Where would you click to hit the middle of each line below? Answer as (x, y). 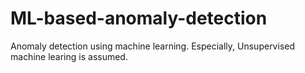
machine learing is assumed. (69, 56)
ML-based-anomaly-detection (139, 18)
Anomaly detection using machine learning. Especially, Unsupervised (152, 46)
